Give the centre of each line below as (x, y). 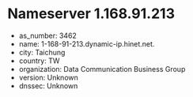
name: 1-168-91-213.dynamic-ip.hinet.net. (87, 43)
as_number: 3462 (47, 35)
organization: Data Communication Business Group (102, 69)
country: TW (39, 61)
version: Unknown (48, 77)
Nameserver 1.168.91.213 (91, 14)
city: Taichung (42, 52)
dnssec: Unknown (48, 86)
